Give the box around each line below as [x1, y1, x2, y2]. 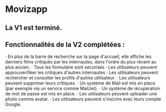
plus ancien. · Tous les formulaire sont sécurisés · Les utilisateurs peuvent [5, 64, 157, 70]
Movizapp [5, 3, 47, 15]
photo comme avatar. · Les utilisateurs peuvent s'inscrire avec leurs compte [5, 96, 161, 102]
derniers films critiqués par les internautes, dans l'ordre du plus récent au [5, 59, 156, 65]
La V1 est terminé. [5, 23, 62, 32]
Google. [5, 101, 21, 107]
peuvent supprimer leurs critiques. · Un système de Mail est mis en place [5, 80, 155, 86]
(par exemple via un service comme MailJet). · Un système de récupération [5, 85, 160, 91]
